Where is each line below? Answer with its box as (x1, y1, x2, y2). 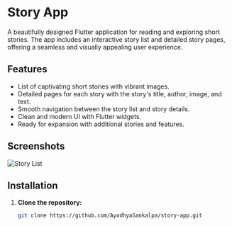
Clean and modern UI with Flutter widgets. (17, 112, 142, 120)
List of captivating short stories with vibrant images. (17, 82, 170, 91)
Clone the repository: (17, 198, 82, 207)
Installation (7, 179, 58, 191)
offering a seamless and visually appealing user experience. (7, 43, 183, 51)
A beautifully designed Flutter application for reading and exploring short (7, 28, 220, 36)
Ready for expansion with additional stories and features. (17, 120, 184, 128)
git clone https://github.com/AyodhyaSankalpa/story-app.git (17, 212, 203, 220)
